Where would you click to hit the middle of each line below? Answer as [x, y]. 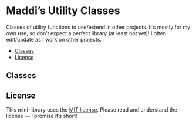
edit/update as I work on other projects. [54, 39]
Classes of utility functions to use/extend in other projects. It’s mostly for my [98, 27]
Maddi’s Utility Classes [63, 11]
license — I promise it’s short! [42, 116]
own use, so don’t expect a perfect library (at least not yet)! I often [86, 33]
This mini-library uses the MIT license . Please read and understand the [92, 110]
